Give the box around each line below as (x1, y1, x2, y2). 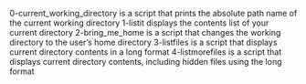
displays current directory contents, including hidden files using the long (9, 57, 282, 67)
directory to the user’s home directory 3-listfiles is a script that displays (9, 37, 278, 47)
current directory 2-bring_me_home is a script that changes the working (9, 27, 281, 37)
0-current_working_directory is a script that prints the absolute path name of (9, 8, 298, 18)
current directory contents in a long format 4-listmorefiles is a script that (9, 47, 282, 58)
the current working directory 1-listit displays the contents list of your (9, 17, 269, 28)
